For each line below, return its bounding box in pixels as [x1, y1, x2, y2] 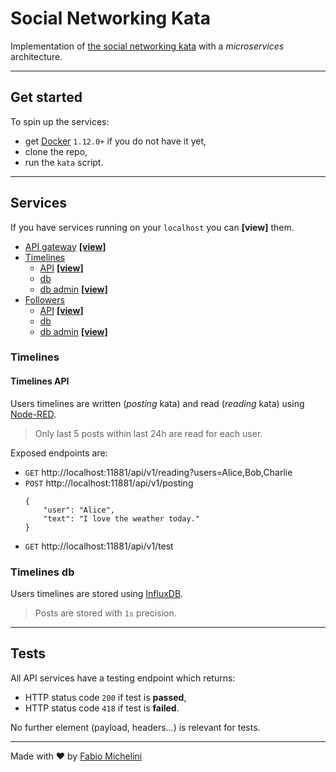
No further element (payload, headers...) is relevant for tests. [10, 721, 261, 733]
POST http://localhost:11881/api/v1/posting [24, 477, 194, 489]
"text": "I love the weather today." [43, 513, 200, 524]
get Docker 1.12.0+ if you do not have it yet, [24, 135, 207, 147]
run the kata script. [24, 156, 104, 168]
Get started [10, 89, 83, 106]
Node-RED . [10, 408, 57, 420]
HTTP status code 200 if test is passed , [24, 691, 187, 703]
